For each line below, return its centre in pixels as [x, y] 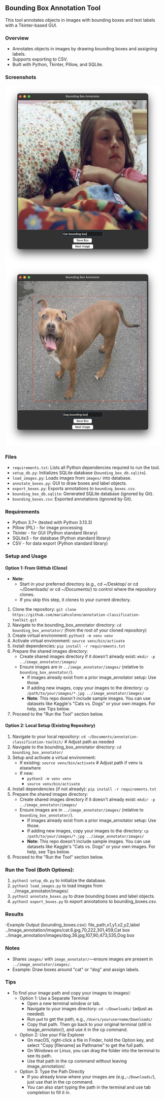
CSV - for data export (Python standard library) [60, 543]
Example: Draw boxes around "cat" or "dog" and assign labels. [76, 969]
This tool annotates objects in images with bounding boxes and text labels [80, 20]
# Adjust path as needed [89, 742]
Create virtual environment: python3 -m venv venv [63, 636]
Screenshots [21, 77]
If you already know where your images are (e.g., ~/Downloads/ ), [91, 1076]
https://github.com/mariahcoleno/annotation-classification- [76, 615]
